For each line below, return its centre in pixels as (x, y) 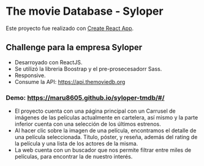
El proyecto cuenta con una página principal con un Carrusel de (95, 111)
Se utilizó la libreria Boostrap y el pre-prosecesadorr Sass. (88, 69)
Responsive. (30, 75)
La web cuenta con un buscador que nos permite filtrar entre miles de (103, 150)
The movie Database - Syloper (85, 11)
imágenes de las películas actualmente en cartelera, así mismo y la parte (106, 118)
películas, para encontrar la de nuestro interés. (74, 157)
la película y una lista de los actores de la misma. (76, 144)
